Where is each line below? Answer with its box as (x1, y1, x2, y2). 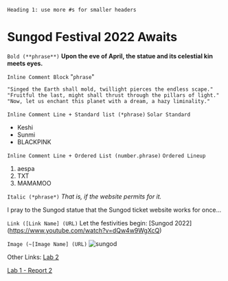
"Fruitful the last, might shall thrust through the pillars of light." (7, 91, 220, 99)
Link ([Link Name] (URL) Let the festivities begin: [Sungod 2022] (7, 218, 192, 227)
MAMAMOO (16, 179, 52, 187)
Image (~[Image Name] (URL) (7, 240, 88, 247)
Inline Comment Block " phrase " (7, 72, 95, 80)
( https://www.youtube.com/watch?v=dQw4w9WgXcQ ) (7, 226, 162, 234)
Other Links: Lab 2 (7, 253, 60, 261)
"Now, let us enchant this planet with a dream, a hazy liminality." (7, 98, 211, 104)
